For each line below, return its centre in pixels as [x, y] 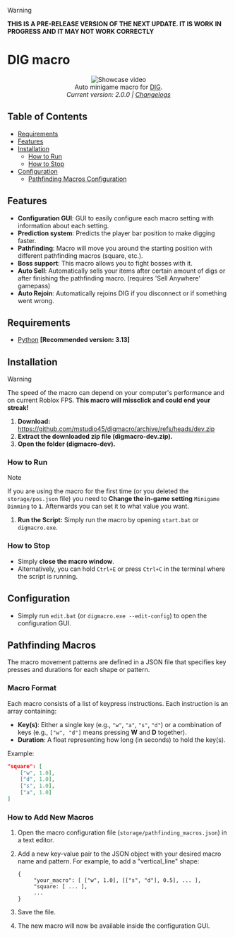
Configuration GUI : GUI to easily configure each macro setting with [115, 218]
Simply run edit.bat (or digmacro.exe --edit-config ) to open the [112, 615]
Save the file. [37, 912]
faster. [27, 240]
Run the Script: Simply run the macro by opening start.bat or [108, 520]
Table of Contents [48, 117]
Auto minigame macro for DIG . [119, 87]
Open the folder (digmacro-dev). [66, 444]
